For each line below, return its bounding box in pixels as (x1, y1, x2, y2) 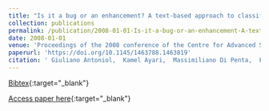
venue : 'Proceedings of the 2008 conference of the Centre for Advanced (8, 42, 256, 50)
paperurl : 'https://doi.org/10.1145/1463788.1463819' (8, 49, 192, 57)
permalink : (8, 26, 45, 34)
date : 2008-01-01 (8, 34, 66, 42)
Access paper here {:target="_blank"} (8, 93, 131, 103)
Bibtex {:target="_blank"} (8, 77, 90, 88)
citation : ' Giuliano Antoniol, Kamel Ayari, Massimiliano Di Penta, (8, 57, 252, 65)
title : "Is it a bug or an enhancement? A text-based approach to (8, 11, 235, 20)
